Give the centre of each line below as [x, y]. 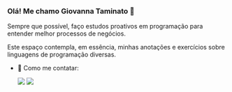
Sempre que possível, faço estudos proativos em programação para [105, 26]
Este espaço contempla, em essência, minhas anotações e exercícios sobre [116, 47]
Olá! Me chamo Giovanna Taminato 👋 [71, 11]
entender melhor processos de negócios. [66, 33]
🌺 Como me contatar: [48, 68]
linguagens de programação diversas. [62, 54]
